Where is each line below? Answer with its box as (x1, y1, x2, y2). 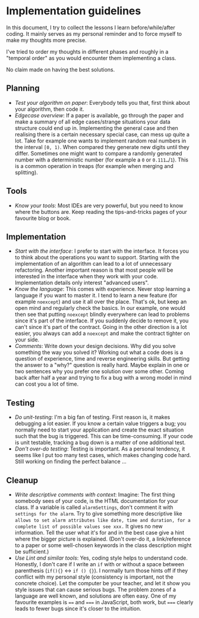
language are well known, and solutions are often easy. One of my (14, 592, 176, 600)
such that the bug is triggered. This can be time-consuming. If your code (14, 433, 193, 440)
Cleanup (6, 475, 39, 485)
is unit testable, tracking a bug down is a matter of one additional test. (14, 439, 186, 446)
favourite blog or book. (14, 215, 71, 222)
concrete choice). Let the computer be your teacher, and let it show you (14, 580, 191, 586)
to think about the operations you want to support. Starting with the (14, 254, 180, 261)
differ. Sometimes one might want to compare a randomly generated (14, 150, 182, 157)
